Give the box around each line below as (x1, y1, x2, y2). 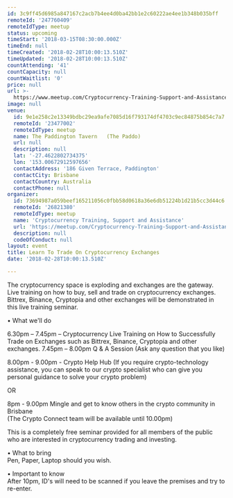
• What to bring (7, 449, 52, 457)
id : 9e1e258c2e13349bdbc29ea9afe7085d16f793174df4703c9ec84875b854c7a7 (13, 113, 225, 120)
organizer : (7, 191, 39, 198)
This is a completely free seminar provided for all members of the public (7, 428, 214, 436)
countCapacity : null (7, 68, 67, 75)
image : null (7, 101, 42, 108)
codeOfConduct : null (13, 236, 73, 243)
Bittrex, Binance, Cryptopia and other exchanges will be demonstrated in (7, 295, 214, 304)
